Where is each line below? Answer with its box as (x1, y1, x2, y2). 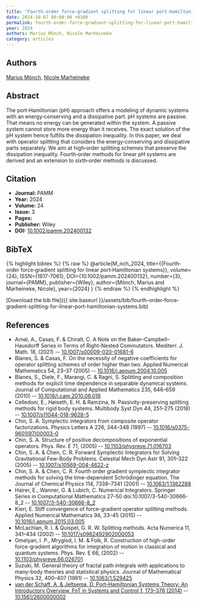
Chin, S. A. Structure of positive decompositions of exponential (14, 436, 168, 443)
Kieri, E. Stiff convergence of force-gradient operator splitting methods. (14, 505, 189, 513)
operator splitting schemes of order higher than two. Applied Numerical (14, 361, 189, 368)
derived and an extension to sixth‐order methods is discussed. (6, 157, 158, 164)
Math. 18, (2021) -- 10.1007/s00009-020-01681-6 (14, 348, 134, 355)
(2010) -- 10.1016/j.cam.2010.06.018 (14, 393, 101, 400)
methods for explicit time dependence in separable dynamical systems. (14, 380, 189, 387)
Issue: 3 (14, 208, 35, 216)
